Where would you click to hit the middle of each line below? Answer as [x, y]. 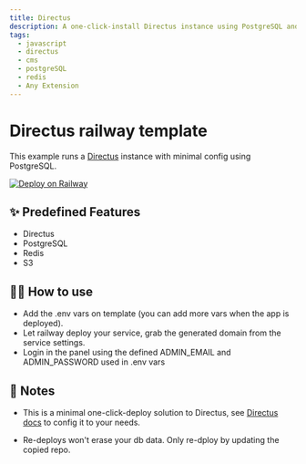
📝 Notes [32, 391]
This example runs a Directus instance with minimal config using [130, 156]
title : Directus [40, 18]
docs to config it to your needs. [82, 422]
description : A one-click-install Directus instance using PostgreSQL [146, 26]
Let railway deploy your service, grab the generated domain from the [152, 333]
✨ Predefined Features [75, 212]
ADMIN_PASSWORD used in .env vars [94, 362]
